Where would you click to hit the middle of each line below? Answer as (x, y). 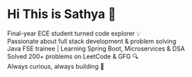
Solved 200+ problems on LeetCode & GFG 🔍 (73, 56)
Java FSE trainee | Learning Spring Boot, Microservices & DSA (96, 49)
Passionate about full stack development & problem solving (92, 41)
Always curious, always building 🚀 (56, 66)
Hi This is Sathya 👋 (62, 14)
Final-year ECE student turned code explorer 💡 (74, 33)
